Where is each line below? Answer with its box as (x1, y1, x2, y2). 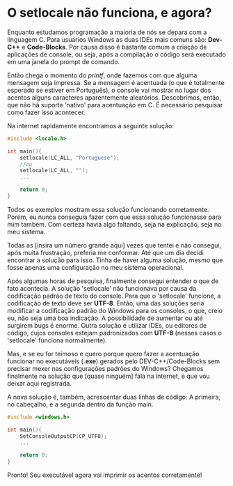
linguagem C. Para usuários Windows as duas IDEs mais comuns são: (7, 35, 207, 43)
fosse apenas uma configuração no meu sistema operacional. (7, 263, 184, 271)
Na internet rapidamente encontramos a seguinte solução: (7, 121, 174, 130)
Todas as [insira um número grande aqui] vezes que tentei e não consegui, (7, 241, 221, 249)
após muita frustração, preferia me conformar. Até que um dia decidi (7, 248, 204, 257)
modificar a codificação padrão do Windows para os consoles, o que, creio (7, 306, 223, 314)
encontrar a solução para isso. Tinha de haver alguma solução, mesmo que (7, 256, 223, 264)
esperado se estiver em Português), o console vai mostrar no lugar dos (7, 86, 211, 94)
